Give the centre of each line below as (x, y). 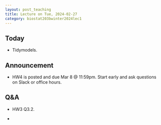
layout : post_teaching (28, 9)
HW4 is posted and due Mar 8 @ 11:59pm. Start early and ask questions (84, 77)
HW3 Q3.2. (23, 109)
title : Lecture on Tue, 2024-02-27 (41, 14)
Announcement (29, 65)
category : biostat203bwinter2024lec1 (43, 18)
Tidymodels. (25, 50)
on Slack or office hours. (37, 82)
